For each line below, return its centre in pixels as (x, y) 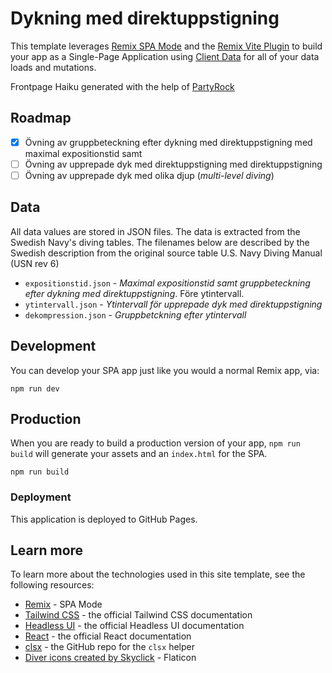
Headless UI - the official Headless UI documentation (134, 626)
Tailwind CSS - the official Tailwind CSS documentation (138, 615)
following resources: (52, 585)
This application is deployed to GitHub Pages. (104, 519)
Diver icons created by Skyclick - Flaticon (110, 658)
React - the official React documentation (108, 636)
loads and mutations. (53, 67)
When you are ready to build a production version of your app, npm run (155, 443)
